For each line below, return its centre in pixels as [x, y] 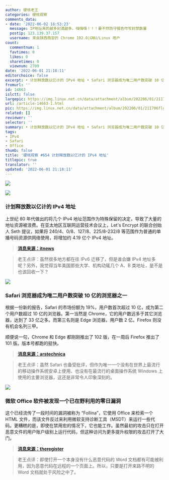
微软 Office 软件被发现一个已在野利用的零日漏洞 [63, 401]
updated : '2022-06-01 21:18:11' [39, 169]
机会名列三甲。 [25, 326]
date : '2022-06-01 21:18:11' [36, 71]
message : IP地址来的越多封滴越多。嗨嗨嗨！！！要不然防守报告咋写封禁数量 [78, 29]
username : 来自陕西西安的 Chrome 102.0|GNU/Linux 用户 [65, 38]
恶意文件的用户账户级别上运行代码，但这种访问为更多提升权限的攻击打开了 [82, 432]
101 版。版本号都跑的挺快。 [33, 343]
